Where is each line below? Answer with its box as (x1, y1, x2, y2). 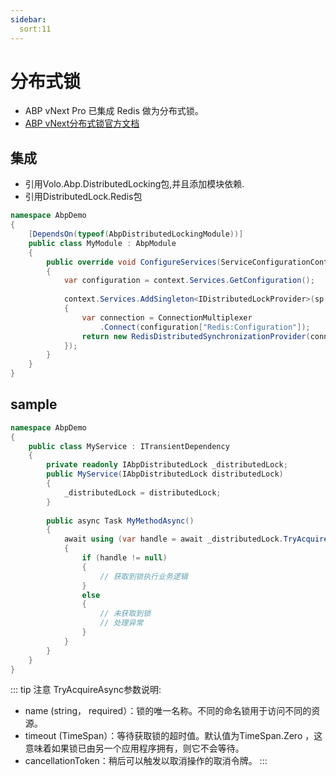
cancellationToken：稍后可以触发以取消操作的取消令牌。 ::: (24, 755, 268, 767)
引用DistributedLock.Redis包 (24, 191, 143, 203)
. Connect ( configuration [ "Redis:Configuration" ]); (99, 322, 311, 332)
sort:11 (19, 24, 52, 34)
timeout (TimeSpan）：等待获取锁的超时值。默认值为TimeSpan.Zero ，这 (24, 730, 323, 742)
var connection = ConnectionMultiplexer (81, 312, 253, 323)
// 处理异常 (99, 618, 144, 628)
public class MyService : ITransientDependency (28, 441, 230, 451)
